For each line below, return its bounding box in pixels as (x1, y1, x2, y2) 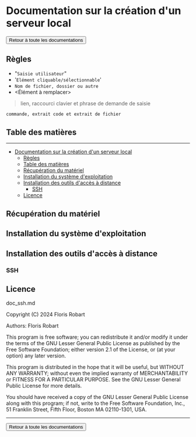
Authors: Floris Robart (6, 322, 59, 329)
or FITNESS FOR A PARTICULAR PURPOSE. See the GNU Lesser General (6, 376, 181, 383)
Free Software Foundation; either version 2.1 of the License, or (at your (6, 346, 176, 353)
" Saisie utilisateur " (14, 70, 67, 77)
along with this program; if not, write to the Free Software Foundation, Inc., (6, 400, 185, 407)
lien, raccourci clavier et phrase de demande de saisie (20, 99, 150, 106)
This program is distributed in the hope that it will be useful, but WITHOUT (6, 364, 184, 371)
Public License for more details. (6, 382, 82, 390)
